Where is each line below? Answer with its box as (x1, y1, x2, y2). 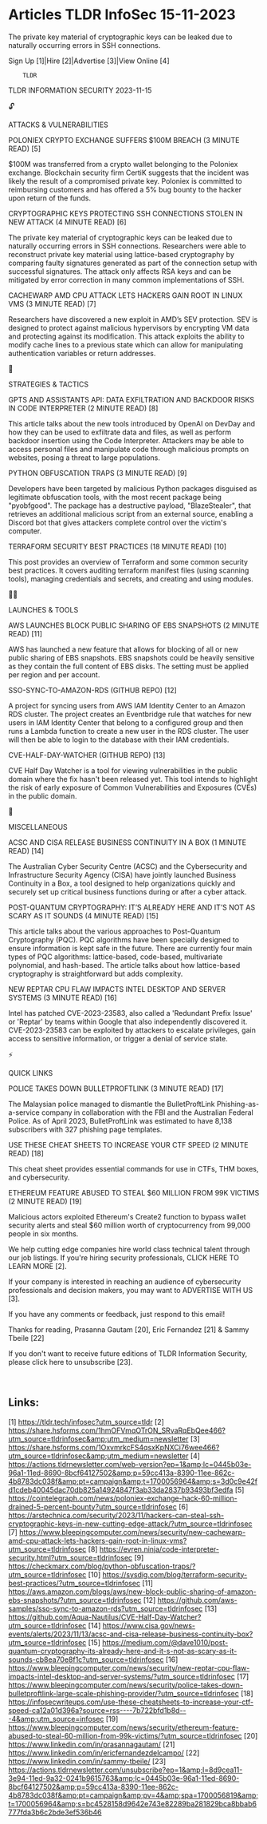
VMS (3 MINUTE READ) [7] (8, 299, 97, 308)
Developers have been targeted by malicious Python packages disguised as (8, 483, 257, 493)
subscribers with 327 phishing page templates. (8, 1124, 163, 1134)
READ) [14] (8, 846, 45, 855)
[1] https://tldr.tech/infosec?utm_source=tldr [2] (8, 1417, 165, 1426)
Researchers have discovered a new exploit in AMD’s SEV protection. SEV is (8, 314, 258, 324)
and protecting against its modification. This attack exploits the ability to (8, 331, 245, 341)
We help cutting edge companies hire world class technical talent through (8, 1244, 250, 1254)
